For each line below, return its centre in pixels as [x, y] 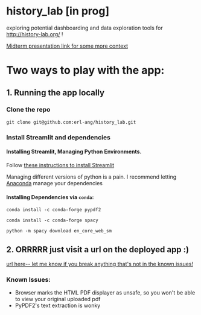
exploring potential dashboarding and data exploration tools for [85, 28]
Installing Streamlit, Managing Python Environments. [74, 151]
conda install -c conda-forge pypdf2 [54, 210]
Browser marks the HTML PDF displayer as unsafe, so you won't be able [105, 293]
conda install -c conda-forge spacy [52, 221]
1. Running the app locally [55, 93]
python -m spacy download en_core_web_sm [59, 231]
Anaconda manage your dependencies [54, 183]
